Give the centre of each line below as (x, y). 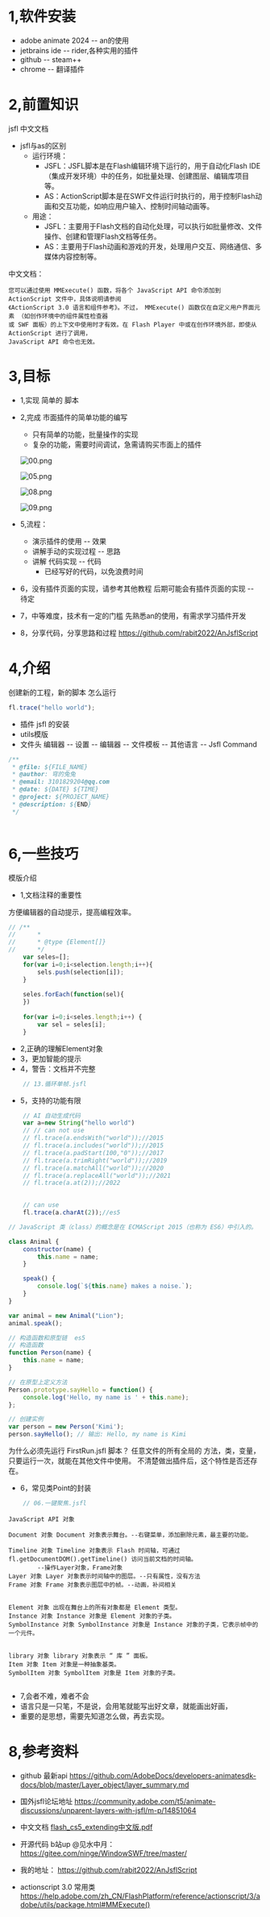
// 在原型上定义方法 (38, 1382)
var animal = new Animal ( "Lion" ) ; (66, 1316)
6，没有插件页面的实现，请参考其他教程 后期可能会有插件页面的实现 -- (137, 588)
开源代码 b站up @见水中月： (67, 1844)
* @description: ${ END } (52, 804)
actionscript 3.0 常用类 (58, 1886)
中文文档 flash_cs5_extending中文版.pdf (86, 1827)
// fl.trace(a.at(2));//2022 (72, 1183)
